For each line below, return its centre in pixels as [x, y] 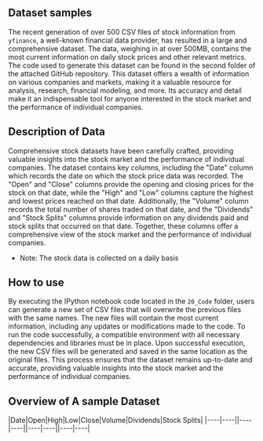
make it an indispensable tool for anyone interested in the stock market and [130, 98]
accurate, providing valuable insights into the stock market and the [116, 368]
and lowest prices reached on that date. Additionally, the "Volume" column [128, 200]
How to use [36, 283]
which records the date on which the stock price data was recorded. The [126, 175]
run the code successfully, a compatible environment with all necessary [124, 335]
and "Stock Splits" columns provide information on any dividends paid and [128, 217]
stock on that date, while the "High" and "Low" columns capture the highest [131, 193]
